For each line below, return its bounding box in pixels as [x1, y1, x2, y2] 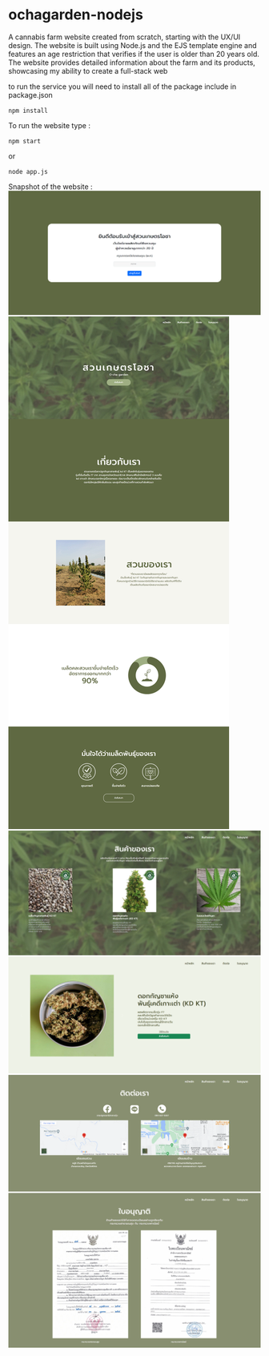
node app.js [8, 167, 48, 175]
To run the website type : [8, 120, 90, 130]
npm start [8, 137, 42, 145]
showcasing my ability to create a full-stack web [8, 66, 168, 75]
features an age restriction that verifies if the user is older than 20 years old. [8, 49, 260, 58]
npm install [8, 107, 48, 115]
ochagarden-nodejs [8, 6, 144, 24]
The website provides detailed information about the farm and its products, [8, 58, 256, 67]
